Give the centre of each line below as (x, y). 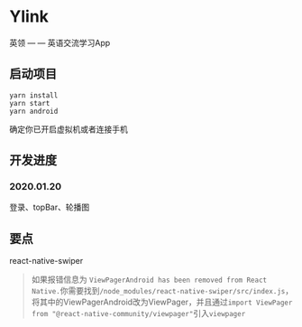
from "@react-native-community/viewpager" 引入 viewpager (138, 313)
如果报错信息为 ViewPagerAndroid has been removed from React (149, 280)
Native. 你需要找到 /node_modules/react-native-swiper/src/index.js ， (162, 291)
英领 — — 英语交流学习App (60, 42)
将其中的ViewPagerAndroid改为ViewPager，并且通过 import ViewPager (162, 302)
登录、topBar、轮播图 (50, 207)
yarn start (30, 103)
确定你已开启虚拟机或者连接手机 (69, 129)
